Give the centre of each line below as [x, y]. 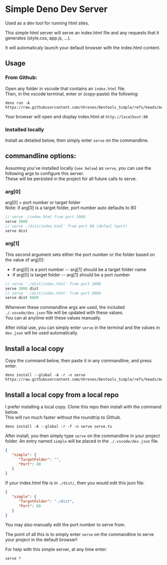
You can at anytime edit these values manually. [53, 318]
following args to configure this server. [45, 173]
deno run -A [17, 103]
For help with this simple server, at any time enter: [56, 550]
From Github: [21, 77]
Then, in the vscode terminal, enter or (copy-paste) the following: [72, 94]
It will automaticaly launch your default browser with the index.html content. [83, 47]
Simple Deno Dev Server [56, 9]
